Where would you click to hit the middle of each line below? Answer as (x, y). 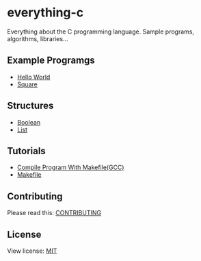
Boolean (29, 122)
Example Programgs (51, 61)
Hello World (33, 77)
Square (27, 84)
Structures (30, 106)
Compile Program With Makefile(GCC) (70, 167)
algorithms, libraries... (38, 38)
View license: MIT (32, 251)
